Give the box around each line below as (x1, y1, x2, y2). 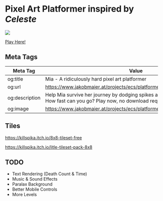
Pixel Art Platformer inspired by (5, 3, 134, 15)
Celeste (5, 14, 37, 25)
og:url (7, 84, 21, 90)
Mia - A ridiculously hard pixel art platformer (45, 75, 147, 82)
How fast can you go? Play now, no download (45, 97, 149, 104)
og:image (7, 105, 29, 112)
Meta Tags (5, 53, 38, 61)
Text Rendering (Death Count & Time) (12, 171, 87, 177)
